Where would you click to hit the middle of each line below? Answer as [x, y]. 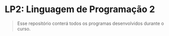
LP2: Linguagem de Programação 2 [80, 9]
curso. [24, 28]
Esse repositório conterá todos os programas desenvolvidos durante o [90, 23]
